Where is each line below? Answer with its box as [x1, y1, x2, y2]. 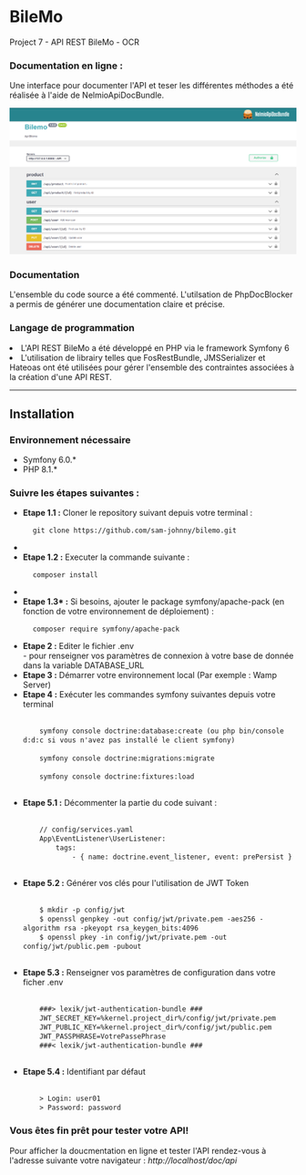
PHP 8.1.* [22, 464, 57, 475]
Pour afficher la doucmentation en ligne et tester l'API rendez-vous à [9, 1145, 267, 1156]
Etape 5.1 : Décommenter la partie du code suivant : [22, 798, 218, 809]
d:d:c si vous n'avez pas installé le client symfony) [22, 736, 236, 745]
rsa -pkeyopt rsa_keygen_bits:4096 [63, 923, 199, 933]
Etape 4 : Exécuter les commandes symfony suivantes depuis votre [22, 689, 276, 700]
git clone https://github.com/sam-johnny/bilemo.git [32, 526, 237, 535]
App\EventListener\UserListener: [39, 834, 167, 844]
